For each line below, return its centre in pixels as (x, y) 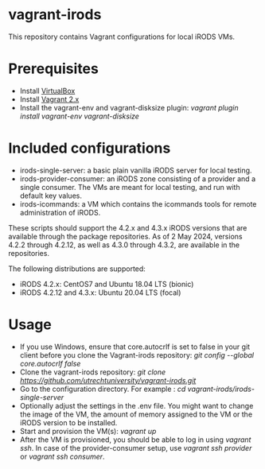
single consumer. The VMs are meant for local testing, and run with (130, 187)
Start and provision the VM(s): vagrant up (88, 431)
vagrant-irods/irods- (221, 389)
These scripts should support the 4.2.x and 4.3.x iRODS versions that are (128, 227)
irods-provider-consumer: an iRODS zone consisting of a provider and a (138, 178)
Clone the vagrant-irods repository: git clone (93, 372)
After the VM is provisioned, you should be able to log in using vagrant (135, 440)
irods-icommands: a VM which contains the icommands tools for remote (138, 203)
